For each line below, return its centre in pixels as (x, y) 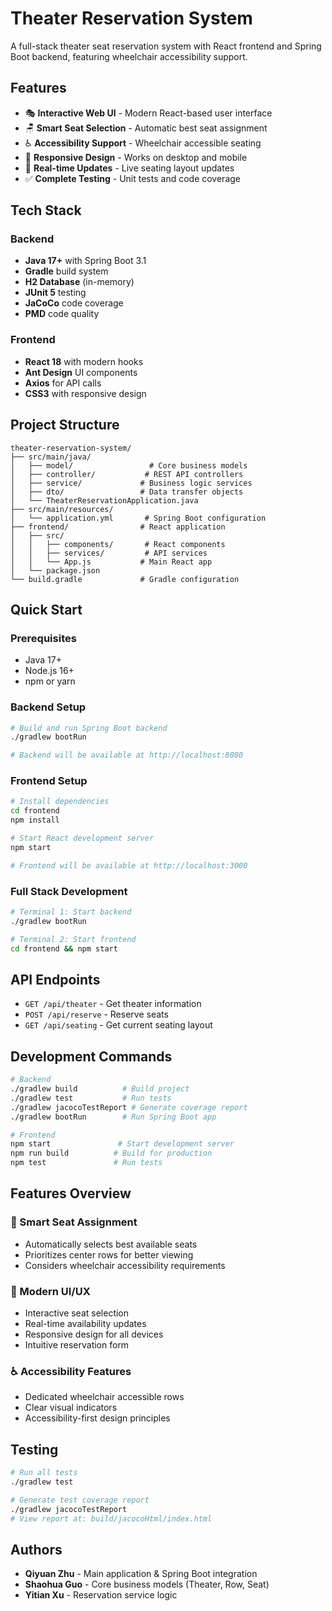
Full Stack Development (69, 891)
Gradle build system (66, 271)
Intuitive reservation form (77, 1344)
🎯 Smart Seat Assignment (74, 1222)
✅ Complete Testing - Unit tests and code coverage (132, 178)
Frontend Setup (49, 781)
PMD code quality (62, 314)
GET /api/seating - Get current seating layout (118, 1025)
